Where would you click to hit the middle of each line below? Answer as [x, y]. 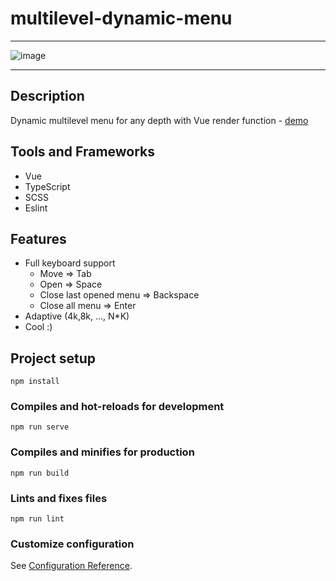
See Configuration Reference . [71, 566]
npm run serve [40, 427]
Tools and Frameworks [83, 152]
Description [47, 96]
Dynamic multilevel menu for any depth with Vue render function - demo [159, 120]
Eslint [36, 208]
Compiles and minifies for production [102, 452]
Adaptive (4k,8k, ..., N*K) [77, 316]
